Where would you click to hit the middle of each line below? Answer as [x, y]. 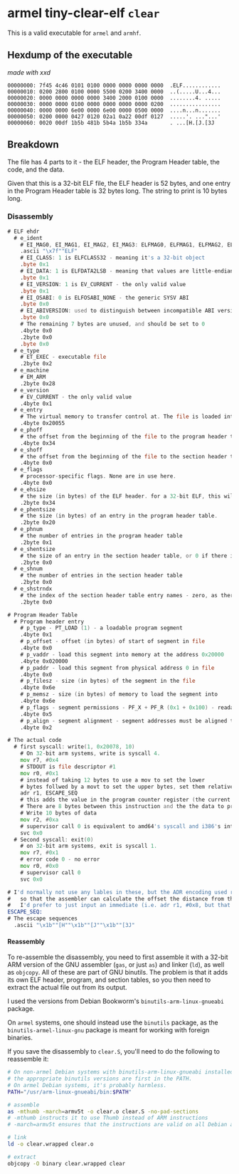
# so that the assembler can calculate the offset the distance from [116, 898]
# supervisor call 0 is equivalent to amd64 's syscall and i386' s [121, 826]
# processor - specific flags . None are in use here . [98, 476]
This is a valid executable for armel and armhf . [74, 33]
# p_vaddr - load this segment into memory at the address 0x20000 [122, 654]
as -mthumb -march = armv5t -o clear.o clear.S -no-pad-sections [103, 1111]
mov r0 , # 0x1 [39, 773]
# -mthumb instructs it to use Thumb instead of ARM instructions [108, 1118]
